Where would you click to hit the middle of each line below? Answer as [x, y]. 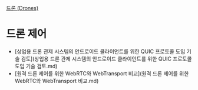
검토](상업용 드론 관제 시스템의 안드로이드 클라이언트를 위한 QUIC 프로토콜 [106, 59]
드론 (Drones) [22, 8]
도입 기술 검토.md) [36, 66]
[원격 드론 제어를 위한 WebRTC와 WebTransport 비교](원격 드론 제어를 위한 [102, 73]
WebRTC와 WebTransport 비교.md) [57, 81]
